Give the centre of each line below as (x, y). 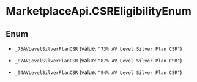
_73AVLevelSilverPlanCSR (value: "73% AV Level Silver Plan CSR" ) (98, 48)
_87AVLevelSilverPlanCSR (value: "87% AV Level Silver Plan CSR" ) (98, 60)
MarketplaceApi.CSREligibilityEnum (99, 11)
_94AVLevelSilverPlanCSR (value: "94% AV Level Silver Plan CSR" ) (98, 72)
